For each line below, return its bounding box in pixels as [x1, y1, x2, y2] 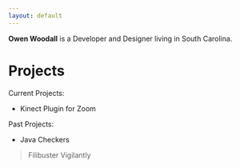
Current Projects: [8, 88, 65, 98]
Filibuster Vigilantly [27, 150, 91, 160]
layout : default [8, 11, 62, 20]
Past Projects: [8, 119, 54, 129]
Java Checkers [19, 134, 70, 144]
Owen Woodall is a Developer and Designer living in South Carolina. [8, 34, 233, 43]
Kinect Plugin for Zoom [19, 103, 96, 113]
